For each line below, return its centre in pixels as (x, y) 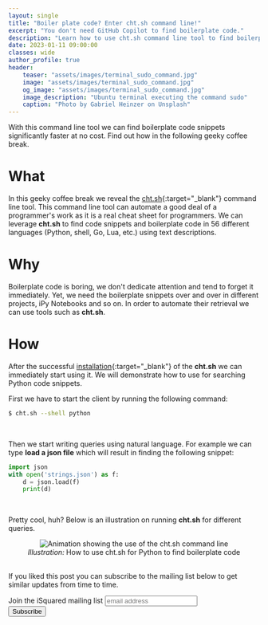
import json (28, 467)
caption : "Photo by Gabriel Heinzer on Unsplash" (107, 104)
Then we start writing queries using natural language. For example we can (130, 444)
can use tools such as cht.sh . (57, 312)
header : (21, 68)
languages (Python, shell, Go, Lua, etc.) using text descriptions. (112, 233)
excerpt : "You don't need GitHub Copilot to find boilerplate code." (126, 30)
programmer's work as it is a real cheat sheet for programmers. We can (126, 215)
